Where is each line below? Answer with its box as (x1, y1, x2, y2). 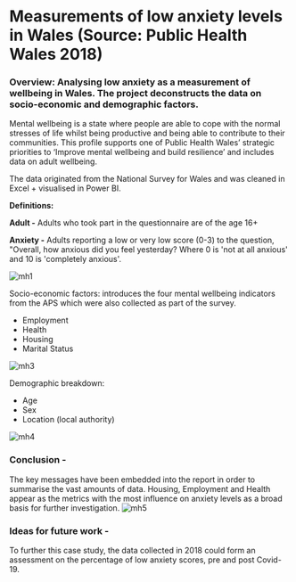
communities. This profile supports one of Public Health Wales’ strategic (9, 137, 275, 148)
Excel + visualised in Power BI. (9, 183, 122, 193)
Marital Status (21, 343, 74, 354)
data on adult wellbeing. (9, 156, 98, 167)
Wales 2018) (9, 45, 103, 64)
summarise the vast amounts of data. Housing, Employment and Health (9, 483, 271, 494)
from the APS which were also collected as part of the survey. (9, 298, 236, 308)
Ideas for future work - (9, 524, 110, 537)
